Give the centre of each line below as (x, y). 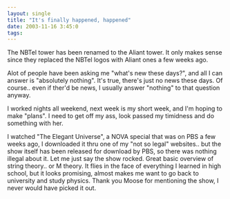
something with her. (35, 123)
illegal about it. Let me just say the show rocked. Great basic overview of (111, 159)
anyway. (19, 95)
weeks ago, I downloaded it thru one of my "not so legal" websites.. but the (114, 144)
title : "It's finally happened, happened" (69, 20)
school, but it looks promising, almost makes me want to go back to (103, 173)
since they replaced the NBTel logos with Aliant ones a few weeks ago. (108, 60)
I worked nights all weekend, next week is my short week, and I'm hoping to (115, 108)
